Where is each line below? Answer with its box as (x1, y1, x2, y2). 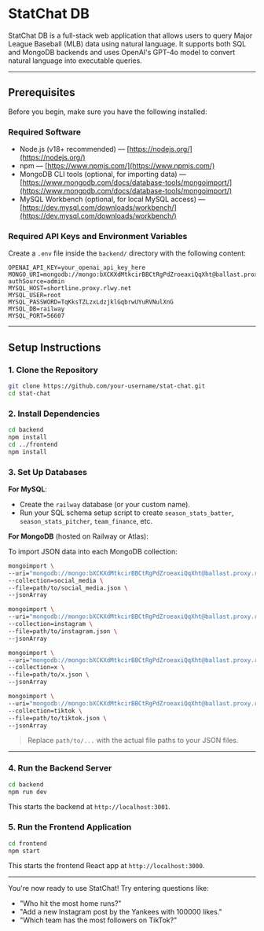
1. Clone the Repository (8, 364, 98, 375)
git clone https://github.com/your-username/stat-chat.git (8, 382, 206, 390)
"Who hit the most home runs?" (19, 899, 122, 908)
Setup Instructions (8, 340, 101, 354)
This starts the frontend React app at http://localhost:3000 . (8, 861, 205, 870)
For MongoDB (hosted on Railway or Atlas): (8, 532, 149, 541)
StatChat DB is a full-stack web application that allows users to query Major (8, 31, 253, 40)
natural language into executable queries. (8, 56, 143, 65)
